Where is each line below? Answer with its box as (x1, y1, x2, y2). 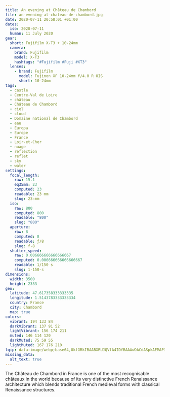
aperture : (10, 224, 30, 230)
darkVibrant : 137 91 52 (10, 323, 60, 329)
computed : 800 (14, 210, 44, 216)
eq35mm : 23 (14, 182, 37, 187)
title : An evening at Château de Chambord (5, 7, 96, 13)
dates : (5, 21, 19, 27)
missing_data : (5, 352, 35, 357)
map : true (10, 309, 30, 315)
